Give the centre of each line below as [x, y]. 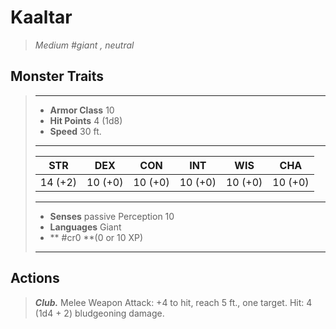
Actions [35, 278]
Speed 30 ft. [75, 131]
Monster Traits [57, 76]
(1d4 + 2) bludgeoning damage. [99, 313]
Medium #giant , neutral [84, 45]
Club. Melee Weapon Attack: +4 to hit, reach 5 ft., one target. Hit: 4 [173, 302]
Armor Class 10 [82, 110]
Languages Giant [85, 227]
